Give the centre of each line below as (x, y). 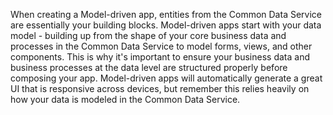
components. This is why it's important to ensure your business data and (160, 57)
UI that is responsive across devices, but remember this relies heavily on (160, 88)
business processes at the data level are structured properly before (149, 67)
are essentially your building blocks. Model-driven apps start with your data (166, 25)
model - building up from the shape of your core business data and (148, 35)
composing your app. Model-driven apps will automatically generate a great (166, 78)
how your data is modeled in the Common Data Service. (125, 99)
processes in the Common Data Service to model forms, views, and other (161, 46)
